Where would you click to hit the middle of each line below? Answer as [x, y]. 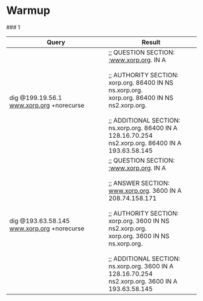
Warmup [28, 11]
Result [151, 42]
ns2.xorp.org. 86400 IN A [145, 143]
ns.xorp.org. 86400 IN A [143, 128]
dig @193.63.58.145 [40, 221]
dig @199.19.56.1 [36, 97]
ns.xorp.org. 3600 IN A [141, 266]
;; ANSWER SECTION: [139, 183]
